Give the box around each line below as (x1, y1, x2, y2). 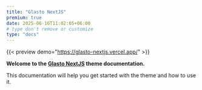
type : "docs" (6, 32, 39, 38)
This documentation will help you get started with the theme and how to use (6, 72, 196, 79)
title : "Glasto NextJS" (6, 9, 67, 15)
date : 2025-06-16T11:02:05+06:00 (6, 20, 91, 26)
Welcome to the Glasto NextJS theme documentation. (6, 60, 145, 67)
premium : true (6, 15, 42, 21)
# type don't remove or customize (6, 26, 94, 32)
